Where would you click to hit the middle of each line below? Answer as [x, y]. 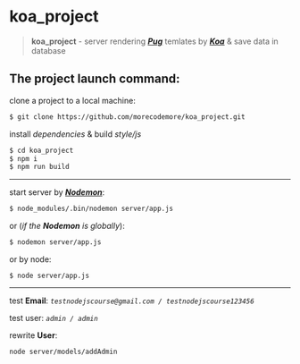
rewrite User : [33, 335]
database [48, 50]
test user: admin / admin [54, 318]
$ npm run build [39, 167]
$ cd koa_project [42, 150]
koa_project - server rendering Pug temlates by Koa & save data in [154, 41]
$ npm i [24, 158]
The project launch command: [95, 79]
